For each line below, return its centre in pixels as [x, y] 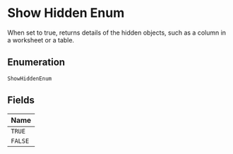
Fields [21, 100]
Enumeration [36, 63]
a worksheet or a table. [41, 40]
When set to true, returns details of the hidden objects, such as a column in [117, 32]
